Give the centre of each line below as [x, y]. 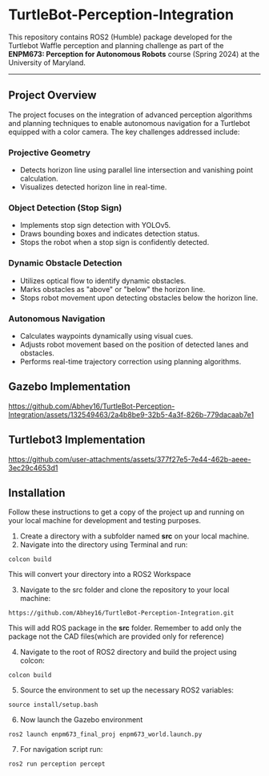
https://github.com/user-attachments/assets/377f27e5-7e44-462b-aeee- [130, 459]
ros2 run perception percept [57, 764]
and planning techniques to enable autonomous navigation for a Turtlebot [129, 123]
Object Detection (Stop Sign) [65, 208]
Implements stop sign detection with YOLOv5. [95, 225]
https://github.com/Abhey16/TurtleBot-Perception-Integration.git [121, 613]
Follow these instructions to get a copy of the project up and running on [126, 512]
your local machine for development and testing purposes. [105, 521]
